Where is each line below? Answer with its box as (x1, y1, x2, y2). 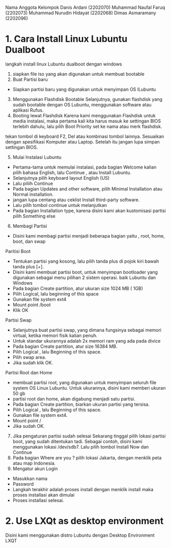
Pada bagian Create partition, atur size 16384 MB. (12, 343, 118, 349)
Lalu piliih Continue (12, 180, 54, 186)
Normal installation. (12, 191, 54, 197)
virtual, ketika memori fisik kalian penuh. (12, 332, 98, 339)
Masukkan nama (12, 475, 47, 481)
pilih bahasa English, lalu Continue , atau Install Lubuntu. (12, 169, 132, 176)
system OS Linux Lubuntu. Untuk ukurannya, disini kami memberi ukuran (12, 385, 166, 391)
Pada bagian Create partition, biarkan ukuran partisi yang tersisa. (12, 401, 150, 407)
